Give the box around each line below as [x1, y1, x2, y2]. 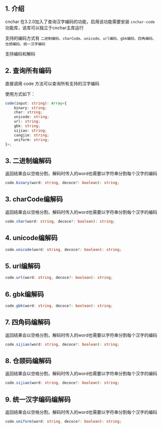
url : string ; [14, 119, 41, 124]
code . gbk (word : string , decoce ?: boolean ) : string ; [5, 303, 113, 308]
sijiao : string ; [14, 128, 48, 133]
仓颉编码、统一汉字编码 [5, 41, 46, 47]
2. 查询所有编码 [5, 67, 52, 75]
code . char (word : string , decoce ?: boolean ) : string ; [5, 219, 115, 224]
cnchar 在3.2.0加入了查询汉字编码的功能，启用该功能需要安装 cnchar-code [5, 19, 155, 25]
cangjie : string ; [14, 133, 50, 137]
